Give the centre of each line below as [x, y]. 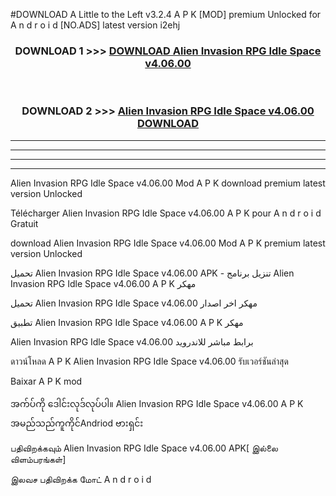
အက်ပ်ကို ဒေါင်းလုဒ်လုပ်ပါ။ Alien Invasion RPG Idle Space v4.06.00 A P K [157, 403]
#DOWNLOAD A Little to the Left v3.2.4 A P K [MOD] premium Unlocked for [166, 14]
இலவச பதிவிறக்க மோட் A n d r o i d [81, 479]
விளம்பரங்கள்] [38, 459]
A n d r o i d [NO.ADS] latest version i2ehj [95, 25]
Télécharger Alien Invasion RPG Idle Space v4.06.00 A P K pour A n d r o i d [166, 213]
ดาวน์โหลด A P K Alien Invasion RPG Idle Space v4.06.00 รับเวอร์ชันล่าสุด [149, 361]
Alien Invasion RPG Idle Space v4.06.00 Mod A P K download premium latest [168, 183]
